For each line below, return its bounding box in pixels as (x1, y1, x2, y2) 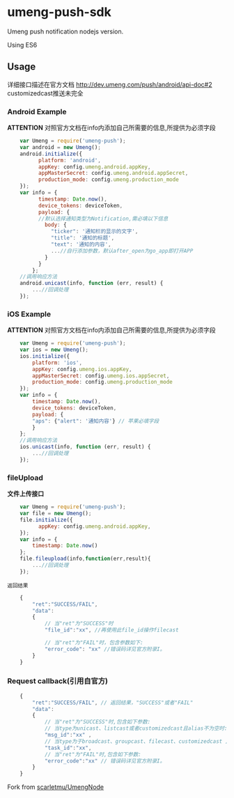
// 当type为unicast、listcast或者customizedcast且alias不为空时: (44, 725, 228, 732)
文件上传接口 (7, 490, 44, 498)
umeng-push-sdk (7, 4, 111, 20)
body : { (44, 221, 68, 228)
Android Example (7, 107, 67, 116)
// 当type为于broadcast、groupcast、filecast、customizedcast (44, 737, 223, 745)
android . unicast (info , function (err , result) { (19, 280, 164, 287)
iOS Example (7, 309, 51, 319)
